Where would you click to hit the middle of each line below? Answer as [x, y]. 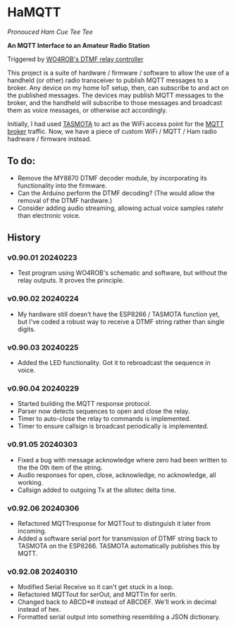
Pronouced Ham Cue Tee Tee [50, 32]
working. [30, 482]
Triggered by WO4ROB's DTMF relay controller [75, 59]
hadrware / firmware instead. [49, 139]
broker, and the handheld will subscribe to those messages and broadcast [115, 102]
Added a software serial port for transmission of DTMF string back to [118, 538]
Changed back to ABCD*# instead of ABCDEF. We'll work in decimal [117, 602]
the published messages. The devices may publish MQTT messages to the [116, 95]
